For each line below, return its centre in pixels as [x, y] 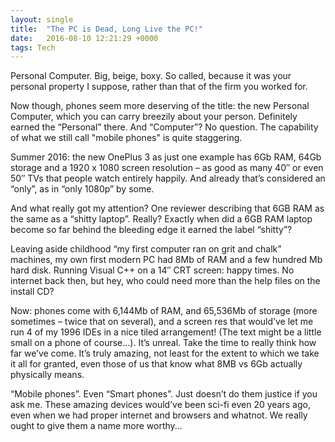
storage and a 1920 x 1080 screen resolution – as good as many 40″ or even [167, 168]
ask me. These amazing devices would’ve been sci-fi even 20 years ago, [160, 405]
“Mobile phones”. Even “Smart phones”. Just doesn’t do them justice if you [164, 394]
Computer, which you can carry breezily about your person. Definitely [154, 117]
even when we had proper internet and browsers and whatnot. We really [159, 415]
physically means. [47, 375]
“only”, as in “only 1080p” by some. [82, 189]
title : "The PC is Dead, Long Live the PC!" [106, 29]
